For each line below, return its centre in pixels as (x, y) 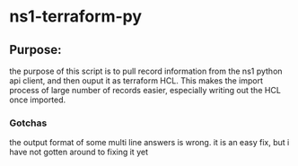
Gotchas (28, 123)
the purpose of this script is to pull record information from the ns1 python (146, 71)
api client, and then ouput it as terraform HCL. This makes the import (136, 81)
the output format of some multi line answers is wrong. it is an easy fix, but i (149, 143)
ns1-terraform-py (75, 17)
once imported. (38, 100)
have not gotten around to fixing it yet (79, 152)
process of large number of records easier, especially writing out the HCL (145, 90)
